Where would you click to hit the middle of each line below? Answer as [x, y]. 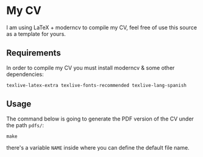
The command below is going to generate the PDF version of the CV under [100, 119]
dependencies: [25, 74]
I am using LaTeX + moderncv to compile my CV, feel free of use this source [101, 27]
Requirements [34, 53]
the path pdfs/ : [25, 125]
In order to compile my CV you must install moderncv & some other [91, 68]
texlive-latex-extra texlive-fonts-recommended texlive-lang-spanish [97, 85]
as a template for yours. [36, 33]
